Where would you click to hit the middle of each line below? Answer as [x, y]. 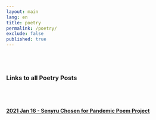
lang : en [17, 17]
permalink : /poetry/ [32, 28]
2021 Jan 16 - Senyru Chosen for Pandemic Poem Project [78, 110]
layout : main [22, 12]
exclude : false [25, 34]
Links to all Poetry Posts [42, 78]
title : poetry [24, 23]
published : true [26, 39]
